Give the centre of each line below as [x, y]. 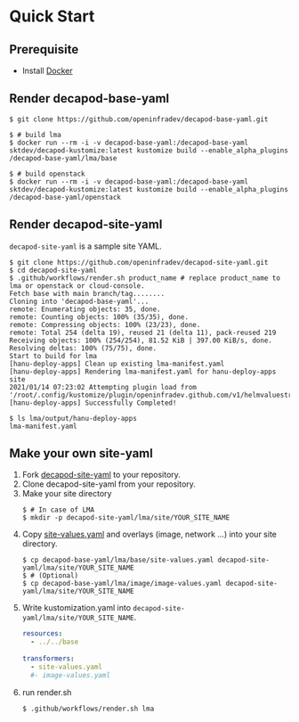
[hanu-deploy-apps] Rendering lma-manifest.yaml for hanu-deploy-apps [143, 372]
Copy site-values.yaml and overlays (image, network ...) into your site [149, 534]
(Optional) [59, 576]
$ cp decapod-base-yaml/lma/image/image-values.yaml [122, 584]
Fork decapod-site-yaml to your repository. [101, 475]
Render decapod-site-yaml [86, 225]
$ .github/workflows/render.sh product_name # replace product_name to [145, 278]
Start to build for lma [53, 356]
